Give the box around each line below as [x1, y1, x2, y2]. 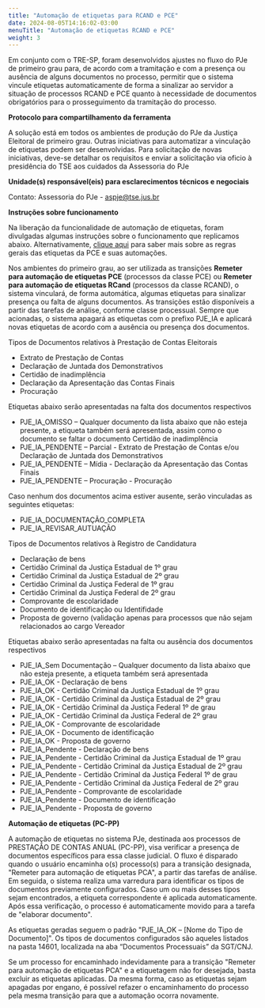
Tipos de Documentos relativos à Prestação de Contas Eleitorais [8, 338, 218, 347]
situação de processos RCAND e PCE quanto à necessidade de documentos [8, 89, 257, 99]
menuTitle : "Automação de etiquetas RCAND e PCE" [8, 26, 176, 34]
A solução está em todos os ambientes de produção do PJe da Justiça [8, 128, 238, 138]
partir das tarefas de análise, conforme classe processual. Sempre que [8, 305, 240, 315]
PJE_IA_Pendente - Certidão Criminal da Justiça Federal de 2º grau [19, 779, 239, 788]
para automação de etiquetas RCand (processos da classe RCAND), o [8, 280, 240, 290]
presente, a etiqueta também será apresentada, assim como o [19, 426, 222, 435]
